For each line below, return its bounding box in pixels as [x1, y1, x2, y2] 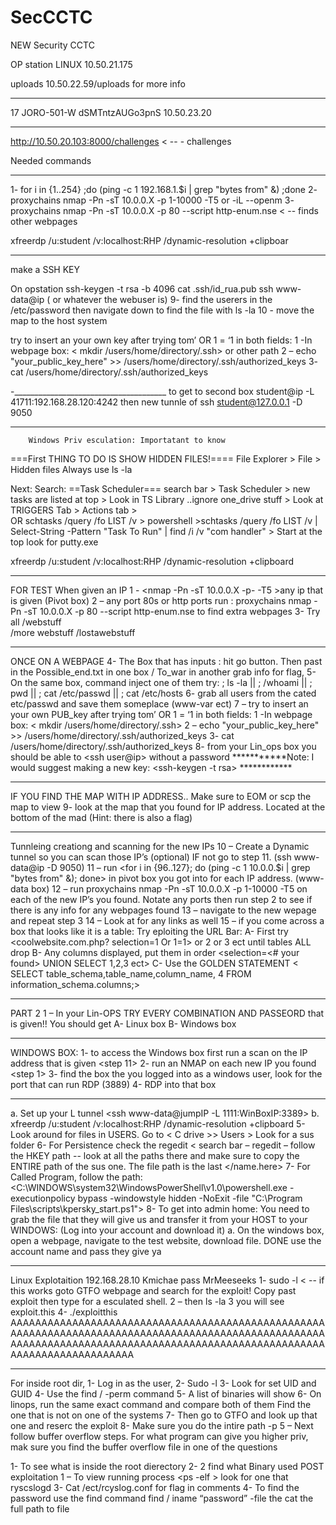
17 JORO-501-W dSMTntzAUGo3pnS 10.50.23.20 [10, 106, 212, 118]
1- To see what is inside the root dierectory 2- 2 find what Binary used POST [10, 1460, 325, 1472]
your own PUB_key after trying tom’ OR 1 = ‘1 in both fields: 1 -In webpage [10, 708, 313, 720]
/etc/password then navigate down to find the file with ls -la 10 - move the [10, 304, 315, 316]
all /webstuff [10, 616, 62, 628]
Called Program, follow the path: [10, 1171, 143, 1183]
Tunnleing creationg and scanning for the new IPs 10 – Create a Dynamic [10, 840, 310, 852]
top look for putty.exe [10, 536, 99, 548]
